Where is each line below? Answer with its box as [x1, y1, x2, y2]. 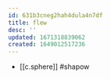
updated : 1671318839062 [8, 33, 86, 41]
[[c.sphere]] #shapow [19, 62, 90, 71]
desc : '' [8, 26, 37, 34]
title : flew [8, 19, 47, 27]
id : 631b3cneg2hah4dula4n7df [8, 11, 103, 20]
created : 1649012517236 [8, 41, 86, 48]
